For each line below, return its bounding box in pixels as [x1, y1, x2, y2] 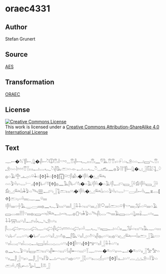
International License [5, 129, 48, 135]
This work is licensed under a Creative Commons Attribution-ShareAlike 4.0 [5, 124, 160, 130]
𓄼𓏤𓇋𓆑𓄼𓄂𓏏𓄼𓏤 [5, 211, 159, 217]
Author [5, 23, 27, 31]
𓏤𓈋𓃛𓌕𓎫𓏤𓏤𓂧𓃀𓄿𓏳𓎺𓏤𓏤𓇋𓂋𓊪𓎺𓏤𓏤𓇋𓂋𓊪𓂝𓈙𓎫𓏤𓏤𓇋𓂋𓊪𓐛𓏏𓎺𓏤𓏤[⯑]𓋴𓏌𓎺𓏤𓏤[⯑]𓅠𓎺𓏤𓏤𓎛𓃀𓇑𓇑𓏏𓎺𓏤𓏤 [5, 233, 160, 239]
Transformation [5, 78, 55, 87]
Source [5, 50, 28, 59]
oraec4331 [5, 3, 51, 14]
